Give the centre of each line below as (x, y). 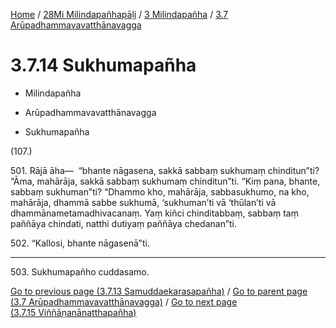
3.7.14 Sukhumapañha (103, 65)
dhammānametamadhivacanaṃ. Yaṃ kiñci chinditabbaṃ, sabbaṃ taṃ (154, 213)
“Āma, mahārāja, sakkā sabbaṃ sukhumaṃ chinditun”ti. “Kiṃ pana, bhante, (165, 181)
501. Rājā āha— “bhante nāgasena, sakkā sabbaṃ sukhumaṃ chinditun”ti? (165, 170)
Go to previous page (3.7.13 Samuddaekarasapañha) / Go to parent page (159, 291)
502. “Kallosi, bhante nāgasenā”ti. (80, 243)
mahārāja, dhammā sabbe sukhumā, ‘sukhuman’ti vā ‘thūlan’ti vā (143, 202)
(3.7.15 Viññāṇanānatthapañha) (73, 312)
